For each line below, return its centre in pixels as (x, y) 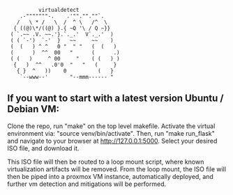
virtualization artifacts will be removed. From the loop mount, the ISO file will (117, 169)
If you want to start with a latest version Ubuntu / (115, 99)
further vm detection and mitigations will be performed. (87, 184)
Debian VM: (33, 109)
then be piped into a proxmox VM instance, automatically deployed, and (111, 176)
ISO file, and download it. (43, 148)
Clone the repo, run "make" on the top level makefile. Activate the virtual (111, 126)
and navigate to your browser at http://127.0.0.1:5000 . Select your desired (112, 141)
